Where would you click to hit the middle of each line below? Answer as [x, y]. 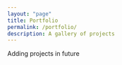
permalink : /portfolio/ [42, 27]
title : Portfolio [33, 20]
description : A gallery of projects [61, 34]
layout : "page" [30, 14]
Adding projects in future [43, 54]
